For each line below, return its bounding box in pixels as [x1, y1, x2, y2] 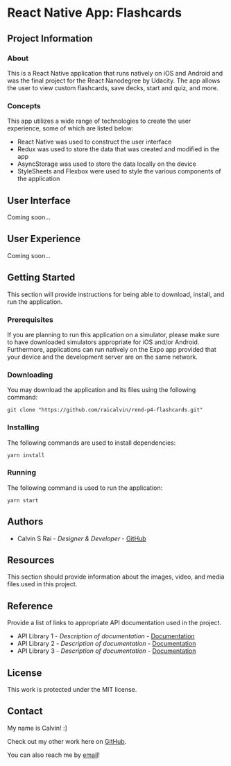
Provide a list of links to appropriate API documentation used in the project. [7, 619, 222, 627]
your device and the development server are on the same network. [7, 352, 198, 361]
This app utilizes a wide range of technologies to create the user [7, 117, 191, 126]
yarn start [7, 497, 39, 504]
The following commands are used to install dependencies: [7, 439, 176, 447]
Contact [7, 706, 43, 717]
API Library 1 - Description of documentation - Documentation [17, 632, 196, 640]
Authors [7, 516, 44, 528]
